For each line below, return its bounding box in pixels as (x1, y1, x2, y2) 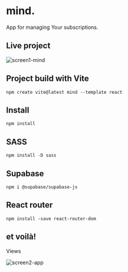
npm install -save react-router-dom (6, 215, 96, 222)
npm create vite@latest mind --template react (6, 89, 123, 95)
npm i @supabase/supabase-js (6, 184, 78, 190)
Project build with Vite (6, 74, 90, 84)
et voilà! (6, 232, 37, 242)
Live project (6, 41, 51, 51)
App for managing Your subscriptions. (6, 24, 99, 31)
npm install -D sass (6, 152, 57, 159)
